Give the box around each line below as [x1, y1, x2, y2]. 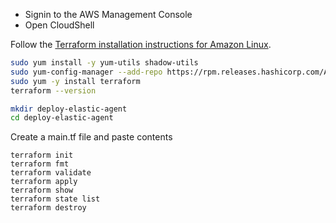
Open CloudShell [24, 19, 95, 31]
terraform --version [10, 85, 97, 96]
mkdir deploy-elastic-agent [10, 104, 128, 114]
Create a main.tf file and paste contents [10, 131, 173, 143]
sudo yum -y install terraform [10, 76, 141, 86]
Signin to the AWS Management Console [24, 9, 193, 20]
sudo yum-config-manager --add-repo [10, 67, 163, 77]
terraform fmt [10, 159, 70, 169]
